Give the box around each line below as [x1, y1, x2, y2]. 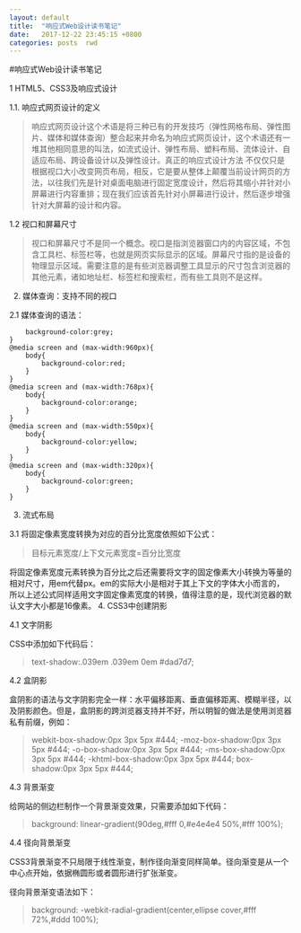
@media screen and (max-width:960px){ [9, 343, 154, 353]
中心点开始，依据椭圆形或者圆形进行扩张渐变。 [9, 867, 182, 878]
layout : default [9, 13, 70, 22]
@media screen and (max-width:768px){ [9, 383, 154, 392]
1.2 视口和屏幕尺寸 [9, 219, 78, 230]
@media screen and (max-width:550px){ [9, 422, 154, 431]
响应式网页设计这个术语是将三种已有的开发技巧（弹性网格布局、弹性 [30, 121, 283, 132]
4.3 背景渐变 [9, 782, 56, 793]
